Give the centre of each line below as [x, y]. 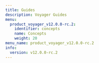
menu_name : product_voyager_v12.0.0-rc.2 [50, 43]
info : [11, 48]
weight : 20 [26, 39]
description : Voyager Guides [36, 15]
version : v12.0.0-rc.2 [34, 52]
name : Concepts [30, 34]
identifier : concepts [37, 29]
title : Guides [20, 10]
